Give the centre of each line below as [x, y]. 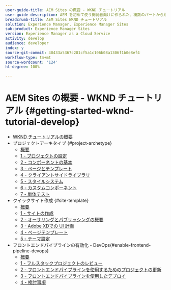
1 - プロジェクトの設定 [44, 156]
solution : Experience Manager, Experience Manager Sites [67, 24]
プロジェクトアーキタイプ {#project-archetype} [62, 143]
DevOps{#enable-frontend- [122, 245]
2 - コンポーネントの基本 [46, 162]
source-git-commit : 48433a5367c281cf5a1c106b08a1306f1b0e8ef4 [73, 52]
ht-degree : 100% [22, 67]
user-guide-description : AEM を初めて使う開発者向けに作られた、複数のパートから [84, 15]
